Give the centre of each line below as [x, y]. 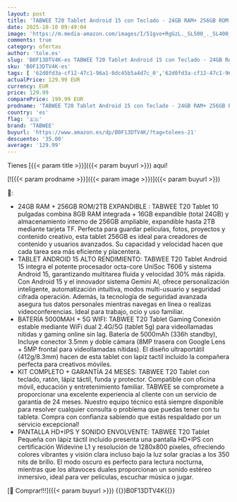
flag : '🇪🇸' [25, 119]
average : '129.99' [34, 146]
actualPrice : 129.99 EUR [44, 80]
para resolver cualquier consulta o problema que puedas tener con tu [119, 409]
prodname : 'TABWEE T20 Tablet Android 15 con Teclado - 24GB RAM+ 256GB [116, 106]
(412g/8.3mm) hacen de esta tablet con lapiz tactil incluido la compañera [123, 357]
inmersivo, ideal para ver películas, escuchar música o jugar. [105, 477]
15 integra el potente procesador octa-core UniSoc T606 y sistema [114, 267]
